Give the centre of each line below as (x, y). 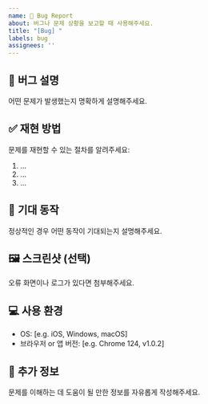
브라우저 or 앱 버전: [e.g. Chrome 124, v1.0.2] (92, 344)
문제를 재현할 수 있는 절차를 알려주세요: (69, 149)
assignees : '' (32, 46)
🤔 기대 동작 (34, 210)
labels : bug (28, 38)
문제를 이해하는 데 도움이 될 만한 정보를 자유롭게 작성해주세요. (104, 392)
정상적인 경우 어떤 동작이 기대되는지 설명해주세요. (85, 231)
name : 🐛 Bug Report (41, 16)
